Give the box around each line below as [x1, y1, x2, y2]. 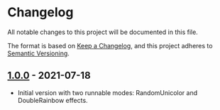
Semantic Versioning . [7, 49, 70, 57]
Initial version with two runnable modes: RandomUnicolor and [17, 88, 197, 97]
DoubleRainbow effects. [17, 96, 88, 104]
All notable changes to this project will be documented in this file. [7, 28, 199, 36]
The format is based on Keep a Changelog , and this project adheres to [7, 41, 213, 50]
